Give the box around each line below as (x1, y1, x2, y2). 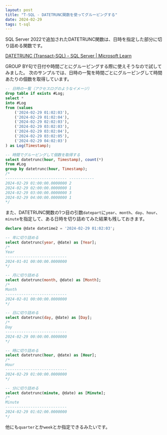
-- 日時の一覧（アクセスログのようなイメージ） (5, 86, 92, 92)
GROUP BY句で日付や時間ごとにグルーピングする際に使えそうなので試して (5, 63, 162, 69)
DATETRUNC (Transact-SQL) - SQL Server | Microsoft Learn (5, 53, 132, 59)
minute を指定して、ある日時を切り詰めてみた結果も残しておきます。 (5, 216, 148, 222)
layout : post (5, 7, 33, 13)
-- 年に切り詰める (5, 235, 39, 240)
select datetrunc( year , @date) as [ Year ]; (5, 240, 97, 245)
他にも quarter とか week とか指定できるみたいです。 (5, 424, 110, 430)
